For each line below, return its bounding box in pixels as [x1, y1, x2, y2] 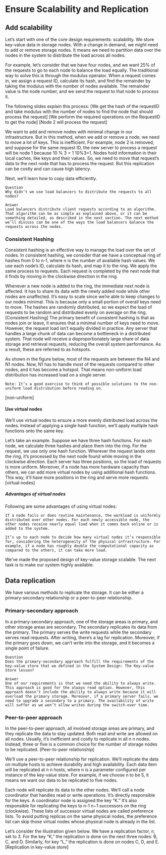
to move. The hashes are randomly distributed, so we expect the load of [5, 304, 152, 310]
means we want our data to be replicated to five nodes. [5, 777, 118, 783]
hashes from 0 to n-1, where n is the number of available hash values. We [5, 258, 155, 264]
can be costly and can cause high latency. [5, 166, 91, 172]
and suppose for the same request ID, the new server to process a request [5, 145, 157, 150]
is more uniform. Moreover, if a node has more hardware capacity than [5, 464, 150, 470]
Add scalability [5, 23, 53, 32]
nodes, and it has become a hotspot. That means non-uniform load [5, 367, 142, 373]
